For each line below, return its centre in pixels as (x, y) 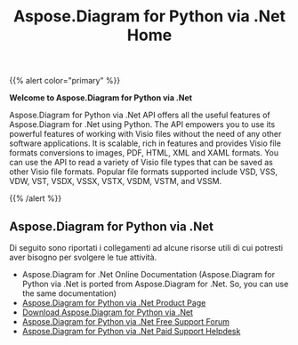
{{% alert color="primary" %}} (65, 81)
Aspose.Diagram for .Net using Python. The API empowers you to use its (142, 124)
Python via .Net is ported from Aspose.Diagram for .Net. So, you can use (155, 284)
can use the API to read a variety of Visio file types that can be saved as (141, 163)
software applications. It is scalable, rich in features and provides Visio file (145, 143)
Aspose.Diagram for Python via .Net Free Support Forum (125, 321)
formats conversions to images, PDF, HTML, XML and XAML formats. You (144, 153)
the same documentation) (69, 293)
